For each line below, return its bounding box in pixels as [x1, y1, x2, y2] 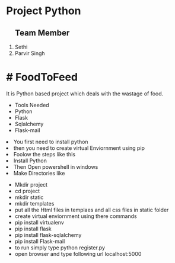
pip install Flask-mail [14, 238, 65, 245]
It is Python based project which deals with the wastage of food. [6, 90, 164, 97]
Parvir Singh [14, 50, 46, 57]
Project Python [6, 4, 81, 18]
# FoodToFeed [6, 70, 78, 84]
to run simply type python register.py [14, 244, 106, 251]
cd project [14, 187, 40, 194]
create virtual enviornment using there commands [14, 212, 138, 220]
